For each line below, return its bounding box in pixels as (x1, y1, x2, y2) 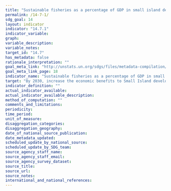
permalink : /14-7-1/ (5, 12, 49, 17)
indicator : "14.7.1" (5, 26, 49, 32)
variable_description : (5, 41, 53, 46)
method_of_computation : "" (5, 97, 63, 102)
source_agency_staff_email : (5, 154, 65, 159)
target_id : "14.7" (5, 50, 44, 55)
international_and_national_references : (5, 178, 93, 183)
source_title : (5, 163, 36, 169)
